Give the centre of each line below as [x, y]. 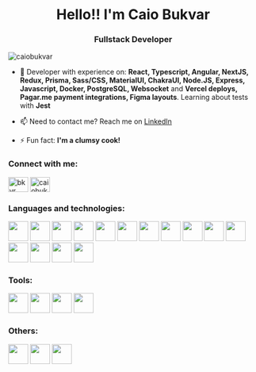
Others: [23, 331]
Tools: [21, 280]
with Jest [35, 105]
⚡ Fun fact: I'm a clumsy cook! [70, 140]
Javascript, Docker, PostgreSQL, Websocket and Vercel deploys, [128, 89]
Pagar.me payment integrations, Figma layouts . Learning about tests [134, 98]
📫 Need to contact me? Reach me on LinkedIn [96, 121]
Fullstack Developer [133, 40]
